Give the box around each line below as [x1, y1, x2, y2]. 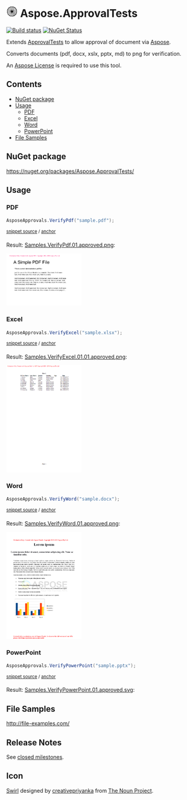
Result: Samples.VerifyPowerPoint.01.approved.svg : [6, 686, 135, 694]
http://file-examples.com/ [6, 720, 70, 727]
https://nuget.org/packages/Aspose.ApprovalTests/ [6, 167, 135, 175]
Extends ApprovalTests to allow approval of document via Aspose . [6, 38, 171, 45]
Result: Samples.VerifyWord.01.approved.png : [6, 519, 121, 527]
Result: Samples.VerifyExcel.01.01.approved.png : [6, 353, 128, 360]
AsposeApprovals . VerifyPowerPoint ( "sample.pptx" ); [6, 662, 136, 669]
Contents [6, 79, 42, 89]
